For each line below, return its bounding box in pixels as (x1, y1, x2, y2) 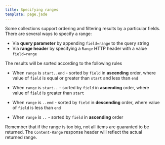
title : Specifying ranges (5, 7, 58, 12)
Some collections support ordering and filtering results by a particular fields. (5, 25, 161, 31)
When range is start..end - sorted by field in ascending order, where (12, 70, 156, 75)
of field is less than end (12, 105, 61, 110)
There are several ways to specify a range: (5, 31, 92, 36)
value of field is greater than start (12, 90, 84, 96)
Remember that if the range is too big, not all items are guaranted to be (5, 124, 149, 130)
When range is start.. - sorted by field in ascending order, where (12, 84, 150, 90)
